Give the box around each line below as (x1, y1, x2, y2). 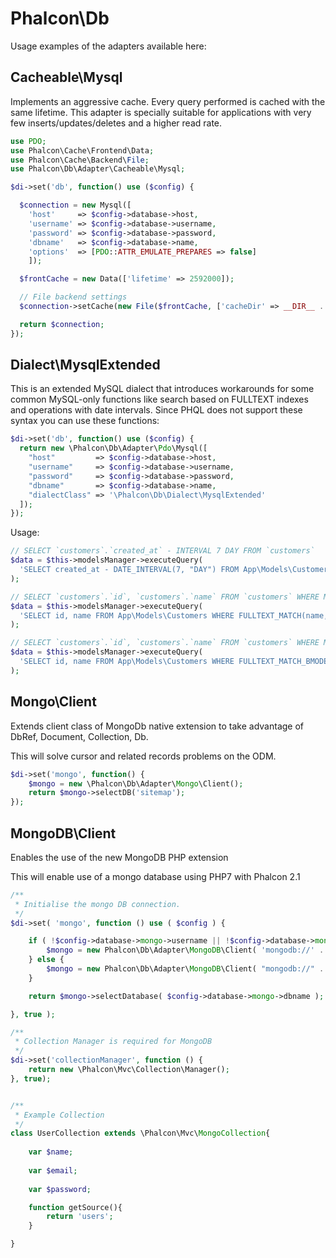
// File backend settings (19, 292, 128, 302)
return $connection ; (19, 319, 105, 329)
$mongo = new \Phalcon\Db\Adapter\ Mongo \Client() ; (28, 778, 244, 789)
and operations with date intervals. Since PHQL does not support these (10, 404, 303, 416)
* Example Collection (14, 1110, 105, 1120)
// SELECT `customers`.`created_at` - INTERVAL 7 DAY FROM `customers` (10, 546, 315, 556)
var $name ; (28, 1147, 74, 1157)
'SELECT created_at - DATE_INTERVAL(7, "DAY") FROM (19, 565, 240, 575)
